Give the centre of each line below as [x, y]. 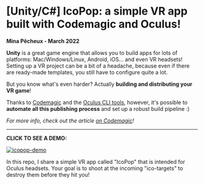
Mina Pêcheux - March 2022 [43, 41]
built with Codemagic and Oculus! [93, 24]
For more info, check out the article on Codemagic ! [70, 121]
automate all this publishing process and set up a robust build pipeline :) [98, 108]
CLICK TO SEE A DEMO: [37, 138]
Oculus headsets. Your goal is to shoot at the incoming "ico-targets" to [95, 168]
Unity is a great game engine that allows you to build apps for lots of [92, 52]
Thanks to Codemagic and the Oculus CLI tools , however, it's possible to [97, 102]
